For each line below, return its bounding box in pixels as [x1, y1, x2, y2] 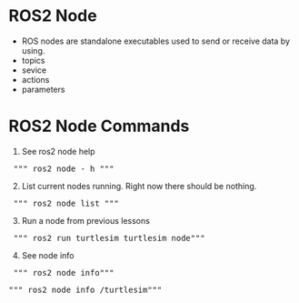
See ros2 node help [21, 146, 96, 157]
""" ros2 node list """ [13, 197, 119, 208]
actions [21, 74, 50, 85]
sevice [21, 65, 47, 76]
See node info [21, 249, 75, 260]
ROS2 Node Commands [8, 116, 190, 136]
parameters [21, 84, 65, 95]
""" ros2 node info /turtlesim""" [8, 284, 163, 295]
